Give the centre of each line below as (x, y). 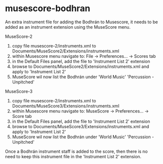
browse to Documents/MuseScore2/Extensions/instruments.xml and (81, 66)
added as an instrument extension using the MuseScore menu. (68, 27)
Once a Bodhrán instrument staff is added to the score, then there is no (76, 151)
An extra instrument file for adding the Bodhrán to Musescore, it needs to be (81, 22)
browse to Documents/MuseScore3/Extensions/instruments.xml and (81, 126)
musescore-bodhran (48, 8)
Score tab (22, 116)
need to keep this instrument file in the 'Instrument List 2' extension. (73, 156)
